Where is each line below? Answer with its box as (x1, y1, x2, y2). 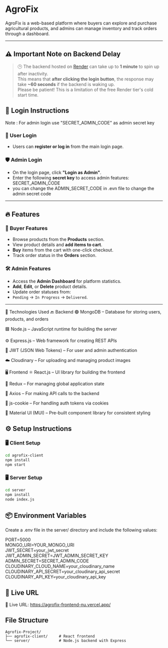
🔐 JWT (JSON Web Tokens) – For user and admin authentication (5, 347, 137, 353)
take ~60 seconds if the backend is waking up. (17, 81, 115, 87)
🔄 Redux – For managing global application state (5, 381, 104, 387)
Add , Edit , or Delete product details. (12, 283, 87, 289)
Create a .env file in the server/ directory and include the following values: (5, 527, 157, 533)
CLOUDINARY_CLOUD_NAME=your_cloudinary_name (5, 563, 115, 569)
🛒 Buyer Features (5, 225, 48, 232)
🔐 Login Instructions (5, 106, 69, 115)
